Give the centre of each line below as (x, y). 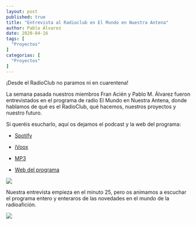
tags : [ (16, 39)
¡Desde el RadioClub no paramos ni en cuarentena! (67, 83)
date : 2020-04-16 (27, 33)
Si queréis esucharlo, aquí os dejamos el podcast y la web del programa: (94, 125)
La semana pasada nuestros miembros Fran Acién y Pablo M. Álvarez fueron (98, 94)
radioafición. (21, 205)
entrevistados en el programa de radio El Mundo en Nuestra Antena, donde (97, 100)
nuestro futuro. (24, 113)
